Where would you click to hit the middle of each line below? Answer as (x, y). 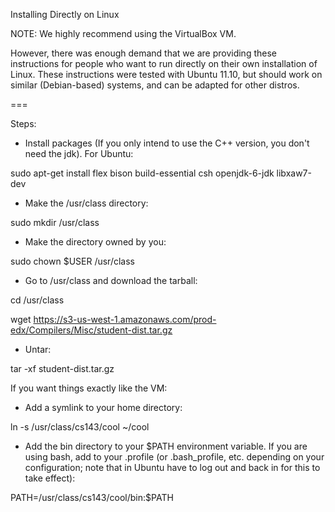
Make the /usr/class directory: (86, 203)
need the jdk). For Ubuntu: (79, 153)
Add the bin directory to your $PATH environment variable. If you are (166, 446)
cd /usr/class (37, 300)
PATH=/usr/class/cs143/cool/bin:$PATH (92, 497)
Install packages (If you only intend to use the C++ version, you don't (167, 143)
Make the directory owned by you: (95, 242)
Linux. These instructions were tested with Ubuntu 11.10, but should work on (166, 74)
